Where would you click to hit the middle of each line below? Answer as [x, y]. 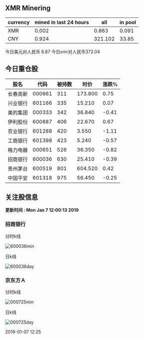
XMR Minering [28, 8]
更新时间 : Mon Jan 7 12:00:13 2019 [42, 210]
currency [19, 22]
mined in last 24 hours [62, 22]
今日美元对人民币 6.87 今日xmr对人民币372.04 [53, 51]
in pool [128, 22]
